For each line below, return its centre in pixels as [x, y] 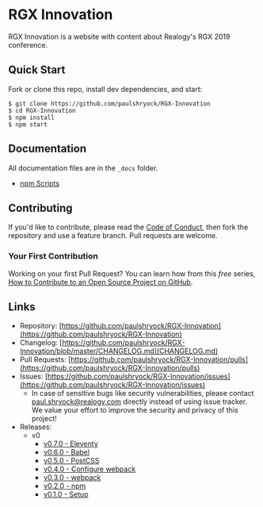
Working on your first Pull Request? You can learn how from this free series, [132, 273]
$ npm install [32, 117]
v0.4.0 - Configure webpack [90, 469]
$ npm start [28, 125]
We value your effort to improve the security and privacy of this [135, 410]
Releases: [36, 427]
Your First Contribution [53, 256]
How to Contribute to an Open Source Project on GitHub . [101, 282]
